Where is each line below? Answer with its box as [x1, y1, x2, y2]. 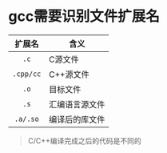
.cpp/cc [12, 69, 42, 79]
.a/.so [14, 114, 40, 123]
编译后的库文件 [49, 114, 105, 125]
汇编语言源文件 [49, 99, 105, 110]
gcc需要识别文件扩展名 [8, 7, 160, 26]
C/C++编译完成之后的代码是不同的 [27, 135, 141, 145]
